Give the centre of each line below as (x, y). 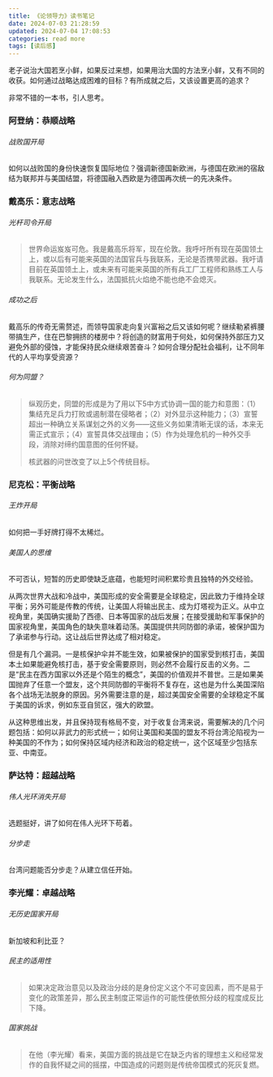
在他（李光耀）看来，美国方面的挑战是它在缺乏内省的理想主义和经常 (142, 1054)
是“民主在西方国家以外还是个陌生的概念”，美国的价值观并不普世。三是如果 (133, 674)
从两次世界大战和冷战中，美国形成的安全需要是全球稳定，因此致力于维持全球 (136, 596)
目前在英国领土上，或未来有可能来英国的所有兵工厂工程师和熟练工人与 (146, 270)
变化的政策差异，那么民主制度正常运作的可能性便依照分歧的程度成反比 (146, 997)
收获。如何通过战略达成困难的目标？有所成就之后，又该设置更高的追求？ (129, 80)
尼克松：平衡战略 (42, 484)
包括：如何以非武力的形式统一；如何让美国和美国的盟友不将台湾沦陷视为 (136, 733)
